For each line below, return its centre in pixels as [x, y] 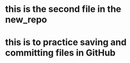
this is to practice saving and [66, 42]
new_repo [26, 20]
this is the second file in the [63, 9]
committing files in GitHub [61, 53]
